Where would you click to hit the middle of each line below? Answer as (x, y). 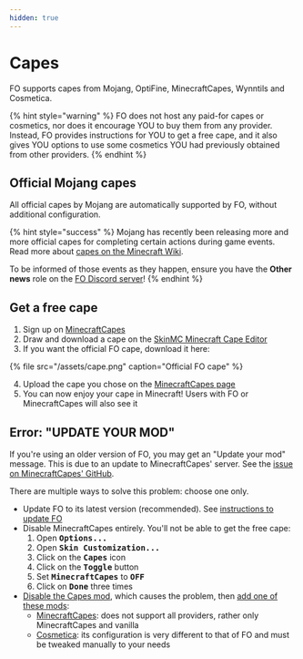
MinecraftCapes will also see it (80, 404)
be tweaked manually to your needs (103, 644)
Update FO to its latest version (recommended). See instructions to (148, 509)
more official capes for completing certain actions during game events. (142, 242)
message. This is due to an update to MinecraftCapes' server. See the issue (151, 464)
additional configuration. (56, 214)
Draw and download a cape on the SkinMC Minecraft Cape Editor (145, 339)
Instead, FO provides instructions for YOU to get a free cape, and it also (143, 135)
